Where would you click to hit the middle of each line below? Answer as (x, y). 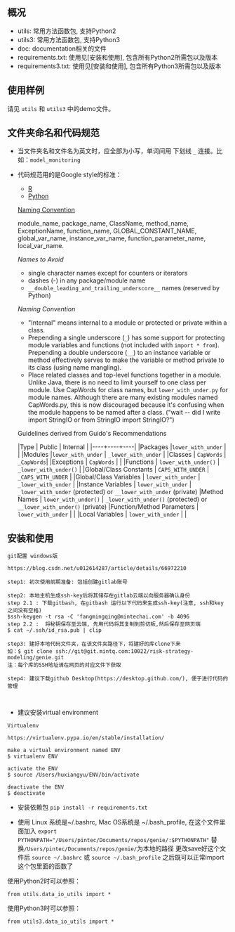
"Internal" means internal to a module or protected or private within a (127, 323)
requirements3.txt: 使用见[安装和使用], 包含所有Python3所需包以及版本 (119, 66)
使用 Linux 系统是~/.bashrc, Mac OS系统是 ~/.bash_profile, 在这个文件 (118, 822)
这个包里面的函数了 (45, 866)
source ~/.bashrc (57, 858)
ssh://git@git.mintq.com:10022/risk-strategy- (125, 652)
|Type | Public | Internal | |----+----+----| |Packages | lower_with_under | (122, 447)
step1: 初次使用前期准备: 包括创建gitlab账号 (67, 582)
